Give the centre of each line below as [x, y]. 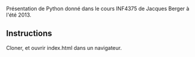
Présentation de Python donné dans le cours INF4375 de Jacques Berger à [98, 9]
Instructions [29, 34]
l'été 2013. [19, 15]
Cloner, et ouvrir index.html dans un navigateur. [64, 47]
